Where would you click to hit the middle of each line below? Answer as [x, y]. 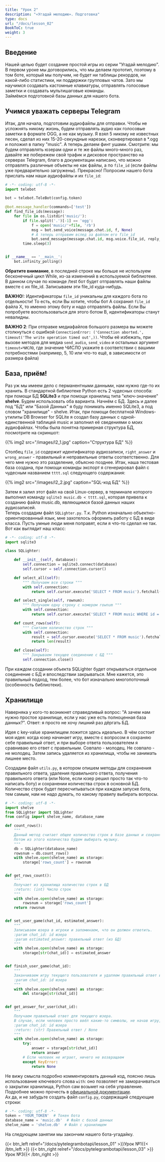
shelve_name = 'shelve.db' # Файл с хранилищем [56, 1125]
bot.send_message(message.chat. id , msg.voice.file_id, [89, 239]
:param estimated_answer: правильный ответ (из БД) [68, 939]
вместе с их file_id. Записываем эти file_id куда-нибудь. [64, 286]
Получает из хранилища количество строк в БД [61, 885]
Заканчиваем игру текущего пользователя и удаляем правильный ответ [85, 975]
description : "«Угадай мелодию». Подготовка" [52, 14]
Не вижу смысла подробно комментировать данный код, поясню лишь [80, 1076]
